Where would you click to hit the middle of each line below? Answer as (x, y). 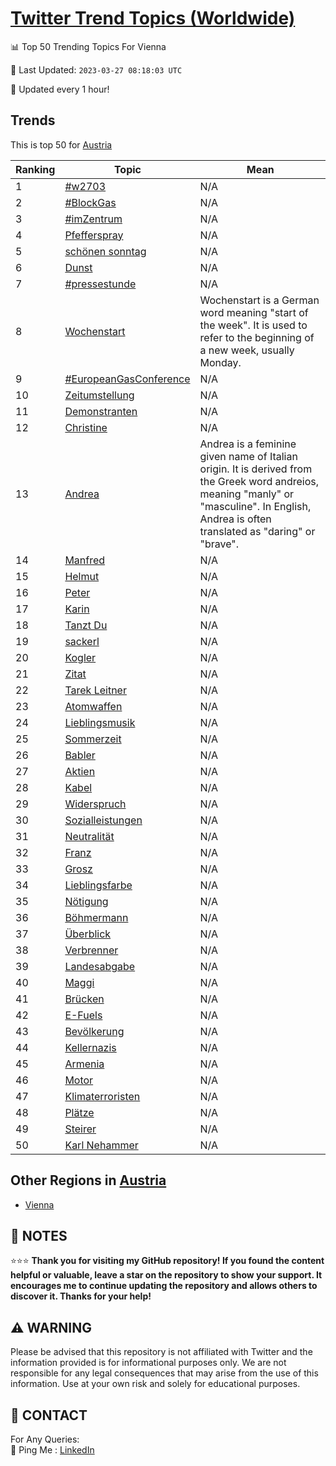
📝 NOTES (39, 1235)
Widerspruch (95, 804)
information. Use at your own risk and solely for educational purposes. (155, 1384)
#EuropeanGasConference (127, 379)
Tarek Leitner (95, 690)
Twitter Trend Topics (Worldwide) (153, 18)
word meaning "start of (254, 312)
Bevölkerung (94, 1031)
